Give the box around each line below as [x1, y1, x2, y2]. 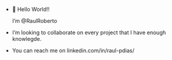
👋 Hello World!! [12, 6, 50, 13]
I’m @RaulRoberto [12, 17, 58, 24]
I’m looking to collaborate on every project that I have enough [12, 29, 166, 36]
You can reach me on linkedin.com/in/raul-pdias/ [12, 47, 135, 54]
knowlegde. [12, 35, 42, 42]
